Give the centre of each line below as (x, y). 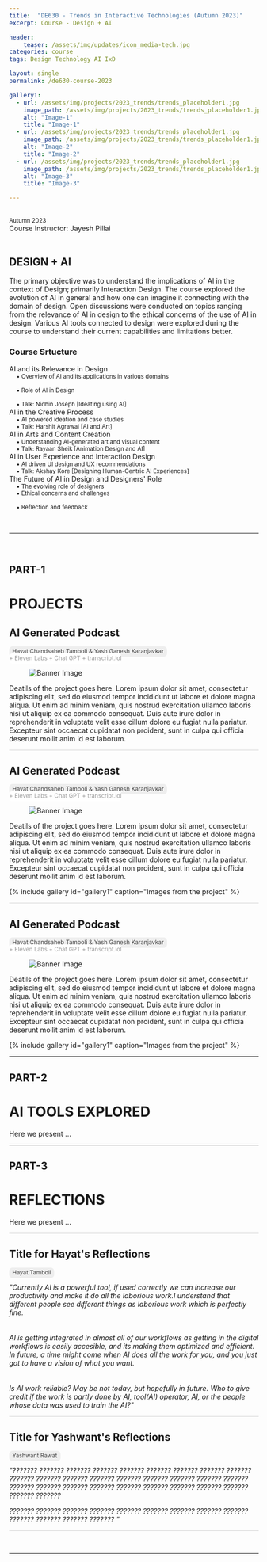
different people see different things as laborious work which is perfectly (128, 1304)
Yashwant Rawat (35, 1455)
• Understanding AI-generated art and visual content (88, 442)
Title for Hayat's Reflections (80, 1254)
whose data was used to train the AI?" (71, 1405)
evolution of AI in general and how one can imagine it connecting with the (129, 297)
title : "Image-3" (52, 184)
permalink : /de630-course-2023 (61, 81)
